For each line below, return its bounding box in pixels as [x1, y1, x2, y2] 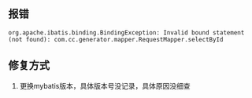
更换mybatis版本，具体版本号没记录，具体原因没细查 [19, 81, 191, 90]
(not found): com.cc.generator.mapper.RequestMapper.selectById [8, 35, 224, 43]
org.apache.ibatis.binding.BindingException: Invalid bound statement [8, 28, 245, 37]
